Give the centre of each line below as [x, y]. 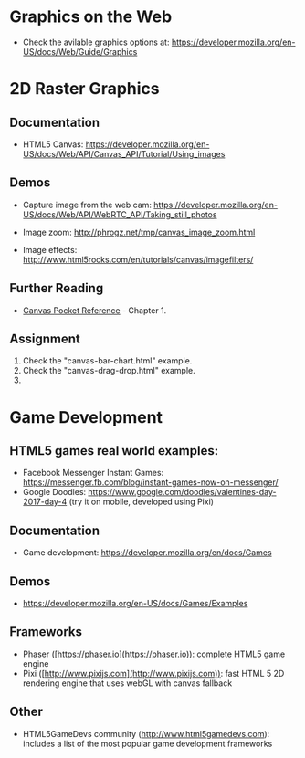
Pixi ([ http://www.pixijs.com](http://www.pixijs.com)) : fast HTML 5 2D [153, 673]
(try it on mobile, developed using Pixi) [142, 502]
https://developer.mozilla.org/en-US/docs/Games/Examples [135, 603]
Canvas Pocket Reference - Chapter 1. [95, 310]
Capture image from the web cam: [87, 205]
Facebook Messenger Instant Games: [93, 473]
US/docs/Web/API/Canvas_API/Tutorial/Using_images [124, 153]
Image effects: [50, 249]
